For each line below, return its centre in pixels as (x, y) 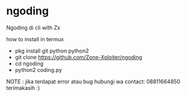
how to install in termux (35, 39)
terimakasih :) (23, 87)
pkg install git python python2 (52, 51)
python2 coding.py (38, 69)
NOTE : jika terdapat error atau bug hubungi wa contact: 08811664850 (93, 81)
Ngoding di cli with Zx (33, 28)
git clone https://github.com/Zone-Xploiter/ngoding (79, 57)
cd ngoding (29, 63)
